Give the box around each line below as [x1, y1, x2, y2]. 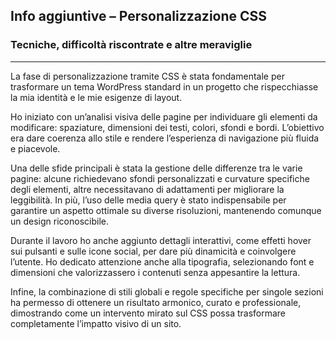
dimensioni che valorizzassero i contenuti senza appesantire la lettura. [10, 266, 301, 278]
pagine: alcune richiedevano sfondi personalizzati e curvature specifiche [10, 172, 310, 184]
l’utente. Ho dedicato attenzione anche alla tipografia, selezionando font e [10, 255, 315, 268]
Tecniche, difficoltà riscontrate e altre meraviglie [10, 38, 253, 52]
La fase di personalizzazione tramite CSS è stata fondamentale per [10, 70, 285, 82]
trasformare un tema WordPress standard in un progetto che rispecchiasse [10, 80, 319, 93]
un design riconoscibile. [10, 215, 109, 227]
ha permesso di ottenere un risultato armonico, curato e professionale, [10, 296, 302, 308]
